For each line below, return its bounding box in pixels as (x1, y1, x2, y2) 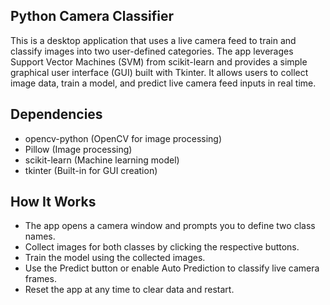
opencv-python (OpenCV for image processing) (24, 132, 223, 144)
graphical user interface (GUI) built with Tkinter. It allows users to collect (10, 66, 309, 78)
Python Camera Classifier (10, 8, 175, 25)
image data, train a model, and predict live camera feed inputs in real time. (10, 77, 317, 89)
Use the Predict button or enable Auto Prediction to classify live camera (24, 262, 320, 274)
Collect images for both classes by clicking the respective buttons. (24, 241, 300, 253)
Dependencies (10, 106, 103, 123)
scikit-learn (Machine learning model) (24, 154, 180, 166)
